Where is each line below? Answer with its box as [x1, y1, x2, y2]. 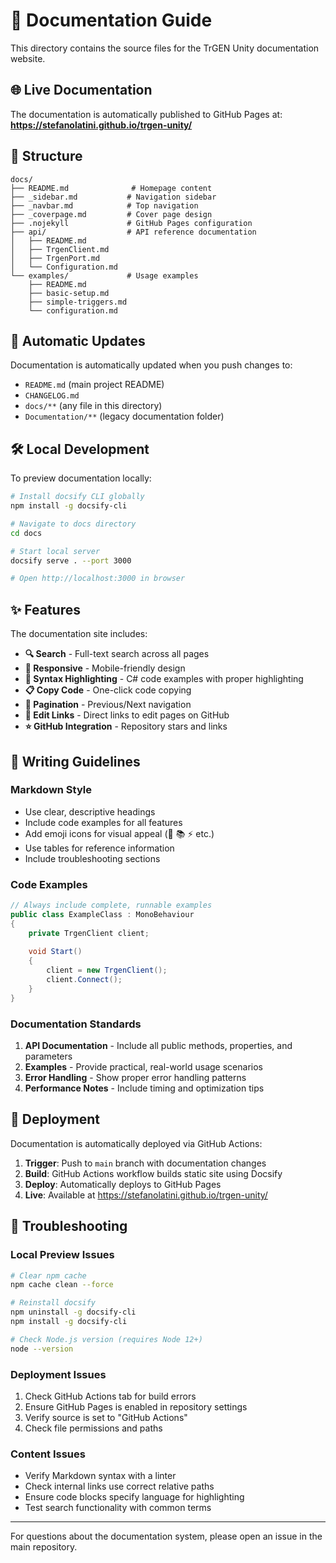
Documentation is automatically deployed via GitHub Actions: [10, 1137, 263, 1149]
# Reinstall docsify [10, 1298, 97, 1308]
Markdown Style [10, 783, 92, 797]
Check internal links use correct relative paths [24, 1480, 215, 1493]
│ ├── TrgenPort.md [10, 253, 101, 263]
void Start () [28, 947, 83, 957]
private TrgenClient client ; [28, 928, 150, 938]
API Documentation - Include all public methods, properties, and [24, 1040, 293, 1052]
